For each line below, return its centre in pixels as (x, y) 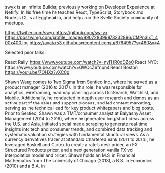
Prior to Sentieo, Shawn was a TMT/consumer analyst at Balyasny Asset (78, 113)
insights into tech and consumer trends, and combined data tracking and (79, 129)
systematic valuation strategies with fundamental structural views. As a (77, 134)
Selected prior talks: (25, 52)
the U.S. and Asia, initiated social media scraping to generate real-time (76, 124)
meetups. (15, 23)
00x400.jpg (17, 43)
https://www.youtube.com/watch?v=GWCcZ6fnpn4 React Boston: (72, 67)
